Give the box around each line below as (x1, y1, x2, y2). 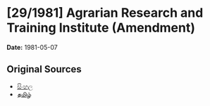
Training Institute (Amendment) (6, 20, 195, 36)
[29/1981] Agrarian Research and (6, 5, 204, 21)
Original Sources (6, 63, 82, 75)
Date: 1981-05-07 (6, 43, 58, 51)
